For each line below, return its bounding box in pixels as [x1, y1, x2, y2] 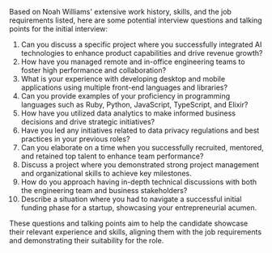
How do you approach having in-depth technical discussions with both [20, 177, 257, 187]
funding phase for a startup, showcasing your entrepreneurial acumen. [20, 203, 257, 213]
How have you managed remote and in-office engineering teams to [20, 57, 245, 66]
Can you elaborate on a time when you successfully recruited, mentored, [20, 143, 264, 152]
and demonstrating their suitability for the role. [9, 236, 164, 245]
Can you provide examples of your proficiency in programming [20, 91, 231, 100]
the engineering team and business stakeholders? [20, 186, 188, 195]
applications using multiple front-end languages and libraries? [20, 82, 228, 92]
